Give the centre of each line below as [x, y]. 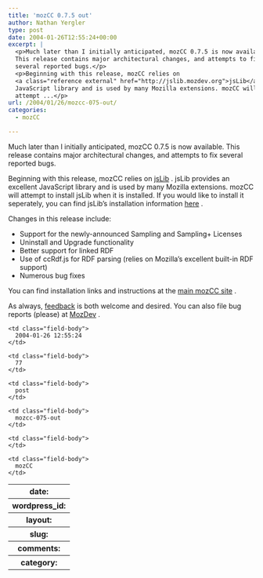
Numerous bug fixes [52, 275]
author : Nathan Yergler [47, 23]
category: [39, 562]
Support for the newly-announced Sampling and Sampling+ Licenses [131, 234]
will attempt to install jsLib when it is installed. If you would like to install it [126, 195]
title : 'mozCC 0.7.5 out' [50, 15]
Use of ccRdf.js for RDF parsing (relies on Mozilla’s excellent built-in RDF [136, 259]
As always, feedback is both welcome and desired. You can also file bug [125, 306]
